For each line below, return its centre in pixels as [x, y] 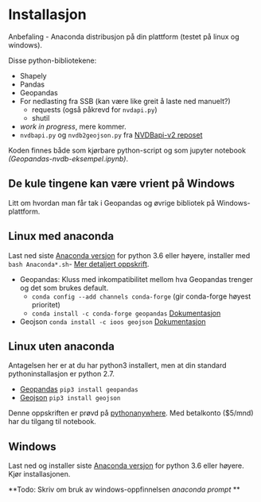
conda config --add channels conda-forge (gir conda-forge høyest [141, 296]
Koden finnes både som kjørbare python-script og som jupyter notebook [127, 150]
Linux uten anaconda [62, 346]
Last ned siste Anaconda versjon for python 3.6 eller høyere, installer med [129, 255]
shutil [41, 118]
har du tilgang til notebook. [53, 422]
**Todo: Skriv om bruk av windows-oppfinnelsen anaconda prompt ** [124, 489]
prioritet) [46, 304]
